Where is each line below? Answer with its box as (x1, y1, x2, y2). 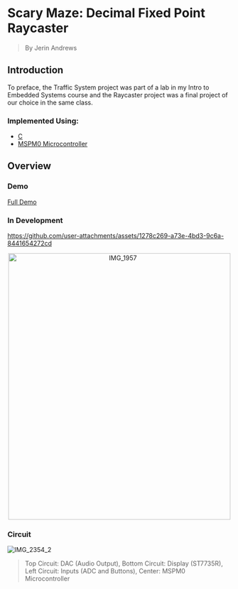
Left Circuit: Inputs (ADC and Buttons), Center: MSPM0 (24, 567, 186, 576)
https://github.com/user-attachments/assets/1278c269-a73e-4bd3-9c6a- (7, 232, 225, 240)
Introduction (7, 64, 64, 76)
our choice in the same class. (7, 98, 94, 107)
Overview (7, 160, 52, 172)
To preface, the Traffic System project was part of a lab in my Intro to (7, 83, 210, 92)
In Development (7, 215, 63, 225)
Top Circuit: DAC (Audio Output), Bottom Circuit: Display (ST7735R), (24, 559, 224, 568)
